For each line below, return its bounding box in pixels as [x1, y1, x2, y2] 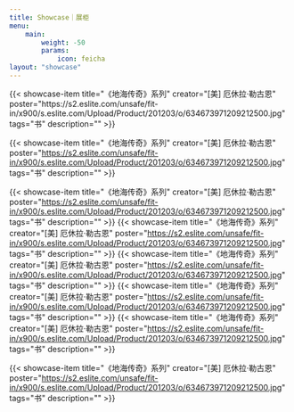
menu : [9, 21, 29, 30]
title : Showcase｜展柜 [9, 12, 90, 22]
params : [41, 46, 69, 55]
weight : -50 [41, 37, 86, 47]
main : [25, 29, 46, 38]
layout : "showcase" [9, 63, 82, 72]
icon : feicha [56, 54, 105, 63]
